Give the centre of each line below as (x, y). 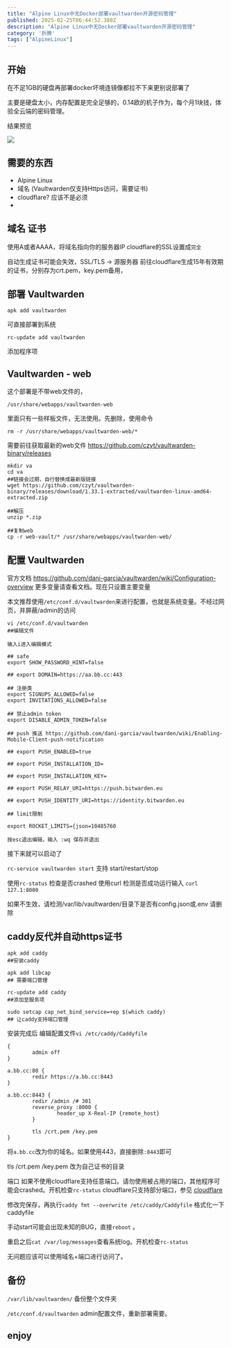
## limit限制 (25, 814)
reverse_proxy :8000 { (65, 1107)
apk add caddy (28, 953)
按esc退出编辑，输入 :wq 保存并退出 (53, 840)
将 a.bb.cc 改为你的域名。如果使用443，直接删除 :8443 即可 (89, 1151)
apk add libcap (29, 973)
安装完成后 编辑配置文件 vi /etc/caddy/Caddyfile (77, 1033)
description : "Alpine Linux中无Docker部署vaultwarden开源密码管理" (101, 26)
